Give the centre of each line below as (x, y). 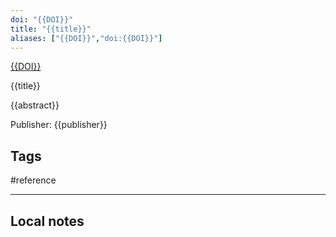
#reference (33, 180)
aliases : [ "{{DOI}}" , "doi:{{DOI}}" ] (86, 38)
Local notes (47, 221)
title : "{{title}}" (51, 29)
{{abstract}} (35, 105)
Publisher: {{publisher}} (59, 125)
